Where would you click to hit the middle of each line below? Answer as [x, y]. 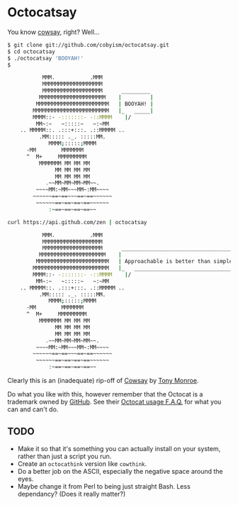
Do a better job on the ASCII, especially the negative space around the [120, 471]
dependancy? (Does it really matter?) [72, 494]
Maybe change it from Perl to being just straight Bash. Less [104, 486]
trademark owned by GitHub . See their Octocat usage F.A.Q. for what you [114, 402]
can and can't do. [33, 409]
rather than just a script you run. [64, 456]
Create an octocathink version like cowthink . [82, 464]
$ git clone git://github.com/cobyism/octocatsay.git [89, 45]
